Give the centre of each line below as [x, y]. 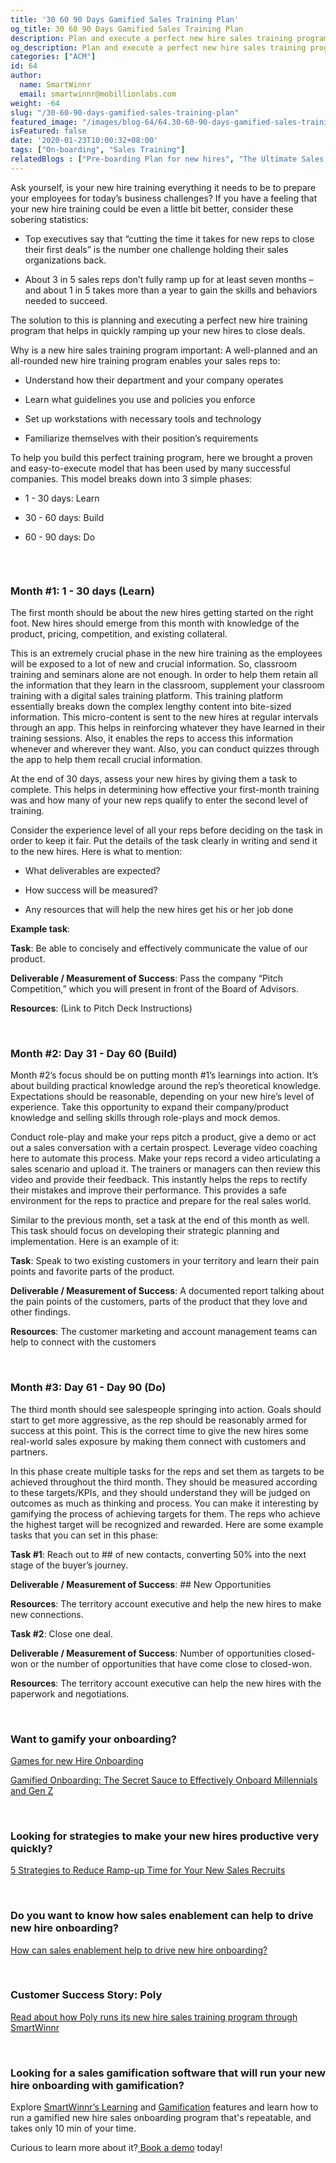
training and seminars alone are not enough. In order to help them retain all [164, 675]
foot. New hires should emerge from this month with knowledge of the [155, 623]
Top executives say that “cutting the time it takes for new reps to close [169, 238]
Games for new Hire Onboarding [77, 1760]
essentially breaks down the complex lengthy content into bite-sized [151, 707]
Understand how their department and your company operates [154, 380]
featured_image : [44, 122]
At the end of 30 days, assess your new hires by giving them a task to [154, 779]
